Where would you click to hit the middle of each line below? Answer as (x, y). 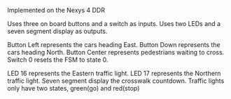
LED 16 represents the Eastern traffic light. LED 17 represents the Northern (114, 73)
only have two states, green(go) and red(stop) (73, 88)
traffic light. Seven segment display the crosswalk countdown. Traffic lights (116, 81)
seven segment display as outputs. (57, 31)
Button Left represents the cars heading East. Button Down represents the (114, 45)
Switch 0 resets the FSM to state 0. (58, 60)
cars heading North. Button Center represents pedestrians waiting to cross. (116, 52)
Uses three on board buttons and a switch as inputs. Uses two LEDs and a (114, 24)
